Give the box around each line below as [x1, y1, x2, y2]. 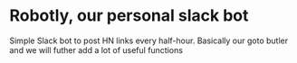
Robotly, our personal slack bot [9, 5, 249, 26]
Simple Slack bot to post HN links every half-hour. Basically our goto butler [9, 35, 288, 46]
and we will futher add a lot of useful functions [9, 44, 184, 55]
